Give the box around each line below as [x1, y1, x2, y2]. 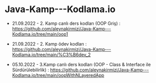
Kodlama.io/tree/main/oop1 [12, 31, 69, 37]
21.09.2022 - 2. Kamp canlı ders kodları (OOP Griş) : [12, 20, 121, 26]
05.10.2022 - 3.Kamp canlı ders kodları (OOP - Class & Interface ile [12, 61, 151, 67]
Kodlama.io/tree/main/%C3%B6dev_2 [12, 52, 91, 58]
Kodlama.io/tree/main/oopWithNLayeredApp [12, 72, 105, 78]
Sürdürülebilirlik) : [12, 67, 49, 73]
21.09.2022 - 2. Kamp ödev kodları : [12, 40, 87, 47]
